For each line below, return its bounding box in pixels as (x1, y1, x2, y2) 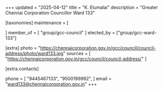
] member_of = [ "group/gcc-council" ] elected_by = (5, 30, 115, 35)
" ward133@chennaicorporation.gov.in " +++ (5, 81, 97, 87)
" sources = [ (63, 51, 91, 56)
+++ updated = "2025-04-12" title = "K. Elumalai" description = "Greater (5, 5, 158, 10)
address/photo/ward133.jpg (5, 51, 64, 56)
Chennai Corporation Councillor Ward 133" (5, 10, 96, 16)
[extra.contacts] (5, 66, 39, 72)
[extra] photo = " (5, 45, 41, 51)
